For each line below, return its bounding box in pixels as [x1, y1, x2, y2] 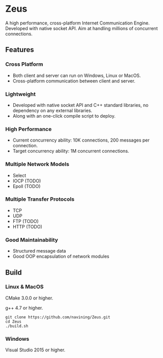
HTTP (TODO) [12, 224, 42, 230]
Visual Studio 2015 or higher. [5, 347, 66, 353]
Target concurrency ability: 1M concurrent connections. [12, 148, 129, 154]
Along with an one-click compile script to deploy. [12, 113, 116, 119]
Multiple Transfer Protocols [5, 196, 75, 203]
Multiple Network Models [5, 161, 70, 168]
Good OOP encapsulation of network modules [12, 253, 110, 260]
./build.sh [5, 323, 29, 328]
